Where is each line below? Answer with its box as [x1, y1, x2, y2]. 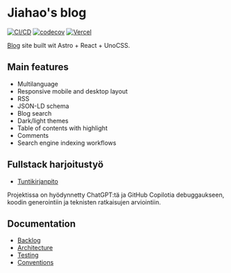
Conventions [17, 258, 54, 267]
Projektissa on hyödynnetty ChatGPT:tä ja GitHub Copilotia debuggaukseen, [7, 191, 225, 199]
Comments [17, 131, 49, 139]
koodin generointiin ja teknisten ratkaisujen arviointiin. [7, 197, 161, 206]
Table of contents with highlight [17, 123, 108, 132]
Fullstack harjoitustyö [7, 159, 104, 170]
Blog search [17, 109, 52, 117]
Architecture [17, 244, 53, 252]
